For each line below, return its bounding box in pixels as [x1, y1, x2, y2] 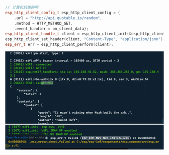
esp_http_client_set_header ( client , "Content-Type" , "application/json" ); [5, 37, 165, 42]
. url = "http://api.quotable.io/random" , [14, 15, 102, 21]
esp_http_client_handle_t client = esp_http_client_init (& [5, 31, 132, 37]
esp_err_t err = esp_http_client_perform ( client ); [5, 42, 114, 47]
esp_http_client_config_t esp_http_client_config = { [5, 10, 121, 15]
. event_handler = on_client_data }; [14, 26, 89, 31]
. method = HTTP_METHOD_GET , [14, 21, 73, 26]
